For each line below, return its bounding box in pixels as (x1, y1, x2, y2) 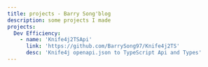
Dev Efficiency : (13, 29, 61, 37)
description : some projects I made (7, 17, 111, 24)
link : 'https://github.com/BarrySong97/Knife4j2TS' (25, 43, 180, 50)
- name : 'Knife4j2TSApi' (20, 36, 92, 43)
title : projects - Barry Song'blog (7, 10, 111, 17)
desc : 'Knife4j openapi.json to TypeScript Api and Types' (25, 50, 202, 57)
